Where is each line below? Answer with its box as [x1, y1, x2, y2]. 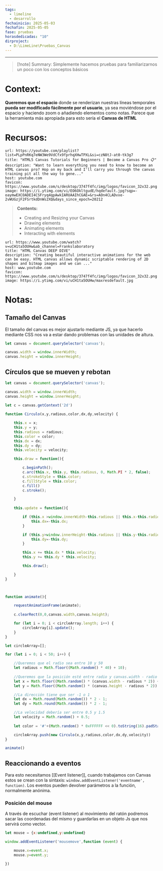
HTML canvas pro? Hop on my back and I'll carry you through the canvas [5, 167, 155, 172]
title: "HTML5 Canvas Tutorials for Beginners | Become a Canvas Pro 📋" [5, 157, 157, 162]
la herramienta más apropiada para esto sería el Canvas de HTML [5, 115, 137, 121]
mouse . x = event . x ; [14, 848, 49, 853]
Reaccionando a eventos [5, 759, 81, 767]
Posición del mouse [5, 800, 52, 807]
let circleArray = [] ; [5, 643, 47, 648]
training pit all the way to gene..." [5, 171, 83, 176]
